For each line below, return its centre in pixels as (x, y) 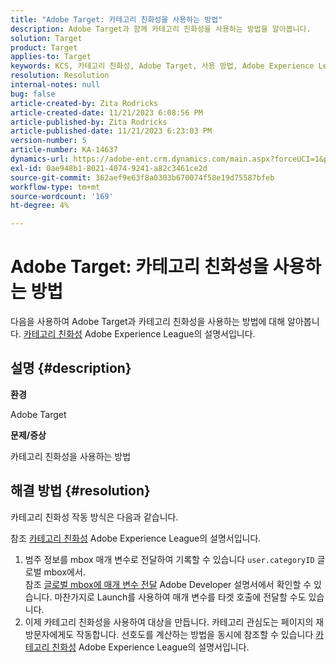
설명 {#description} (71, 368)
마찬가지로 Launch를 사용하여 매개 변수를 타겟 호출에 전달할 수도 (180, 597)
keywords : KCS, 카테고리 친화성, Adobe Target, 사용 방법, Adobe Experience (162, 66)
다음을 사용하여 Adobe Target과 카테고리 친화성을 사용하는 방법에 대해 (148, 322)
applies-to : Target (51, 57)
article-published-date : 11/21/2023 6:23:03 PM (111, 131)
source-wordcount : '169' (62, 196)
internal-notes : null (55, 85)
